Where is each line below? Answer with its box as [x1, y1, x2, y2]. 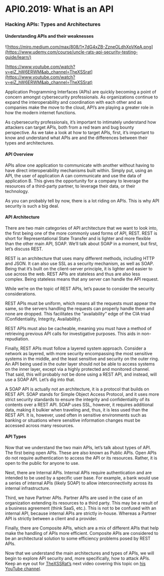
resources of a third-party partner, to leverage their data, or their [5, 183, 136, 189]
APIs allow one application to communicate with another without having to [5, 162, 155, 168]
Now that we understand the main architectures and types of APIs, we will [5, 550, 154, 556]
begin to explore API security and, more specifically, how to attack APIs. [5, 555, 150, 561]
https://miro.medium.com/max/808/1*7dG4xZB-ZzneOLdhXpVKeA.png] [8, 44, 153, 50]
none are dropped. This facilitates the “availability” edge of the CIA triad [5, 311, 150, 316]
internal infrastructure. [5, 485, 50, 491]
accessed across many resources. [5, 422, 74, 428]
